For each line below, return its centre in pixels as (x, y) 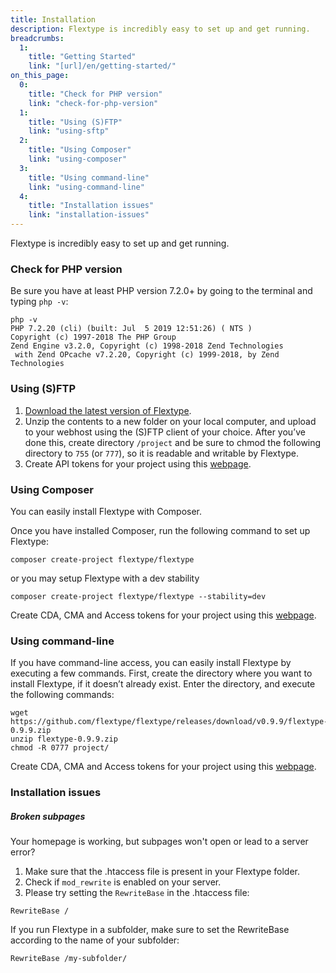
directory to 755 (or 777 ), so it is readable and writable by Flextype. (161, 453)
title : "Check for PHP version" (95, 94)
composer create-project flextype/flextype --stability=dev (138, 596)
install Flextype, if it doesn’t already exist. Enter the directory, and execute (163, 684)
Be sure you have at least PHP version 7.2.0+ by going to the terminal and (161, 291)
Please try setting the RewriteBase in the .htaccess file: (137, 893)
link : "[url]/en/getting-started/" (102, 66)
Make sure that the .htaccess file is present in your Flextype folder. (162, 872)
